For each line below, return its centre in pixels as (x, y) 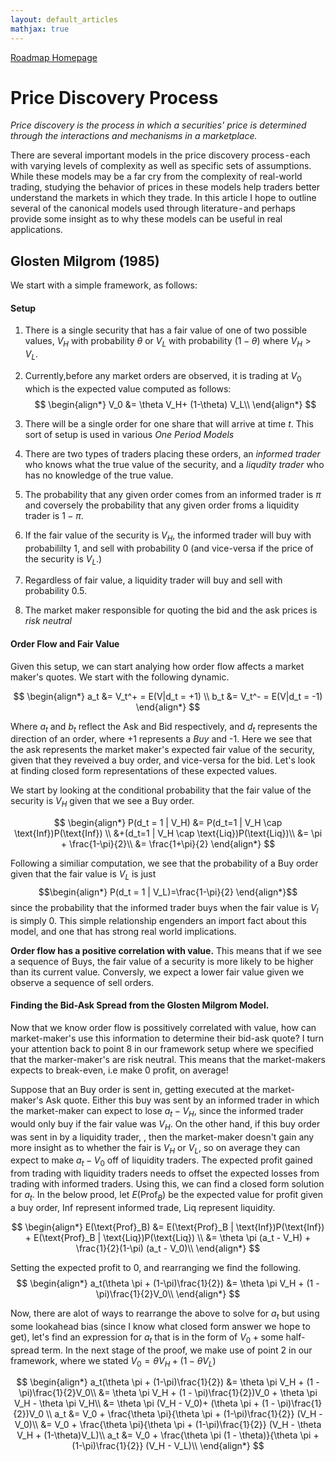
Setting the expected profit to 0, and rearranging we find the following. (156, 1268)
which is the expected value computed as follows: (128, 388)
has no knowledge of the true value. (99, 475)
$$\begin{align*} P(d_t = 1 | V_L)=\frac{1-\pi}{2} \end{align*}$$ (168, 892)
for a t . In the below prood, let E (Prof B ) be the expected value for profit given (167, 1196)
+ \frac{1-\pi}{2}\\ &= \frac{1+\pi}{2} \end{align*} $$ (168, 844)
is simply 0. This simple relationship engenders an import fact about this (158, 920)
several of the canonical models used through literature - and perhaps (153, 208)
